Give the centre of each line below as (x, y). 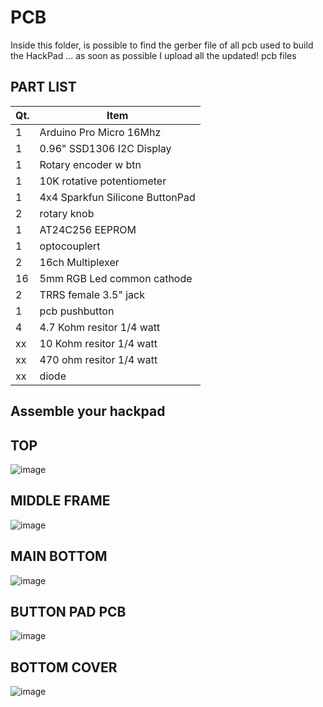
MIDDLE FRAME (60, 501)
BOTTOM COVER (64, 667)
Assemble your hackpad (88, 411)
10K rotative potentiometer (103, 181)
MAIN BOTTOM (59, 556)
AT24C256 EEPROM (88, 229)
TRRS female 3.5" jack (92, 294)
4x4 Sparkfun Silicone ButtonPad (117, 197)
